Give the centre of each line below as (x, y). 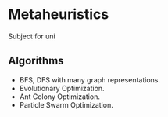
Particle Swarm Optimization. (66, 104)
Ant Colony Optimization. (59, 97)
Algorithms (36, 61)
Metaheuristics (59, 15)
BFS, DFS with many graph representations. (89, 79)
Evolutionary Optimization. (62, 88)
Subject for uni (32, 36)
